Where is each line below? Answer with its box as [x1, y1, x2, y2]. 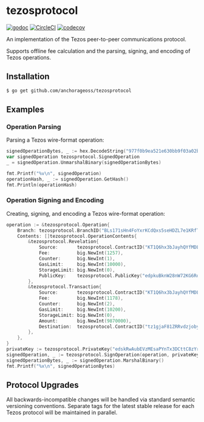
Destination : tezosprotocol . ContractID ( [38, 323, 146, 330]
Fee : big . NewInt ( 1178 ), [38, 296, 123, 302]
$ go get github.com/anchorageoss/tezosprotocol [6, 88, 132, 94]
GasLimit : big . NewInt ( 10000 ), [38, 261, 126, 268]
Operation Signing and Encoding [6, 196, 104, 204]
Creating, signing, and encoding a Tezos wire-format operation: [6, 210, 165, 217]
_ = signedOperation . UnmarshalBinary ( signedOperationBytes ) [6, 159, 162, 166]
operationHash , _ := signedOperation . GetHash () [6, 176, 129, 182]
